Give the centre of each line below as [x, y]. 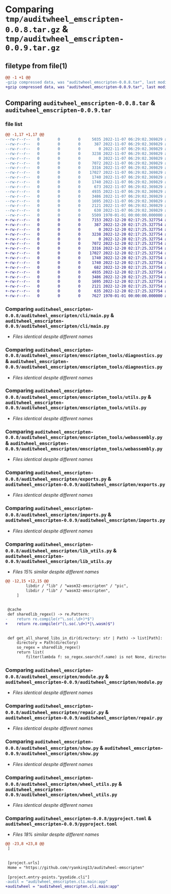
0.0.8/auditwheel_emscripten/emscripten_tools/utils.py [76, 397]
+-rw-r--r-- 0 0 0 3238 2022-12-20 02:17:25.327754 [84, 234]
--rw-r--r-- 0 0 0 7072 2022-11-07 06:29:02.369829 [84, 163]
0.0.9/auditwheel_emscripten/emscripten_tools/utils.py [76, 408]
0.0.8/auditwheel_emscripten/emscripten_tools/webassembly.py [84, 437]
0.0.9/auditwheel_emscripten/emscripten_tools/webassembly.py [84, 449]
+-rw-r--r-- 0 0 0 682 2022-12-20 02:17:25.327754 [84, 267]
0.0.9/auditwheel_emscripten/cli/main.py [57, 326]
